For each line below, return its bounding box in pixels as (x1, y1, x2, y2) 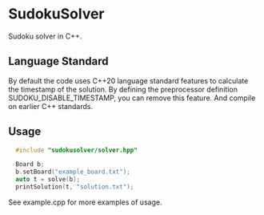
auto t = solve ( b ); (15, 176, 81, 184)
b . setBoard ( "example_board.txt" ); (15, 168, 130, 176)
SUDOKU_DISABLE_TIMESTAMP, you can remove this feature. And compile (8, 93, 256, 103)
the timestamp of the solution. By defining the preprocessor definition (8, 84, 238, 94)
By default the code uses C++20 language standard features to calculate (8, 75, 249, 85)
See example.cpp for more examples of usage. (8, 197, 162, 207)
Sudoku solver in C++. (8, 31, 82, 41)
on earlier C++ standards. (8, 101, 94, 111)
